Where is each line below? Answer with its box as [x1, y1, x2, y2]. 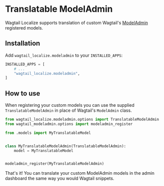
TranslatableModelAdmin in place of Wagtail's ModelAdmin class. [5, 107, 132, 114]
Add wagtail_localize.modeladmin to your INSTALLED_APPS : [5, 52, 123, 58]
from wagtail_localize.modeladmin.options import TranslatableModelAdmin [5, 117, 160, 122]
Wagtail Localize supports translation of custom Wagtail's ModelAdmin [5, 20, 148, 26]
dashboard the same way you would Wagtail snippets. [5, 176, 114, 182]
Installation [5, 39, 40, 48]
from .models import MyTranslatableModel [5, 130, 91, 135]
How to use [5, 89, 40, 97]
